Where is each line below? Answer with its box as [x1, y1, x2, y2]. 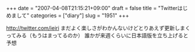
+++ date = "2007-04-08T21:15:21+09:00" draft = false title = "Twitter [6, 5, 178, 11]
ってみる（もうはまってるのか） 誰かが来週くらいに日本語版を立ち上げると [6, 32, 188, 39]
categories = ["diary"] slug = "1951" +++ [30, 12, 129, 19]
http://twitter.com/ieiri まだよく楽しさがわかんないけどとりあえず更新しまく [6, 25, 191, 31]
